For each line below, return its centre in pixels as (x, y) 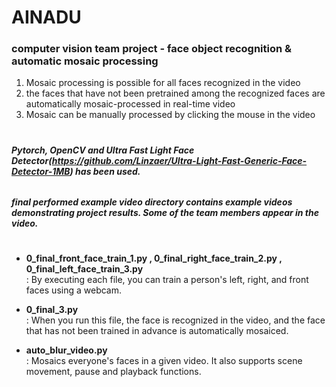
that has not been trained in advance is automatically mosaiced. (157, 331)
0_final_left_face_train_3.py (84, 269)
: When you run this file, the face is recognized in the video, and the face (175, 320)
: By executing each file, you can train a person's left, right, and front (167, 280)
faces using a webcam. (73, 290)
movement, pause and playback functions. (113, 372)
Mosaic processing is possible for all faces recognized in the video (163, 83)
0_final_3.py (52, 310)
